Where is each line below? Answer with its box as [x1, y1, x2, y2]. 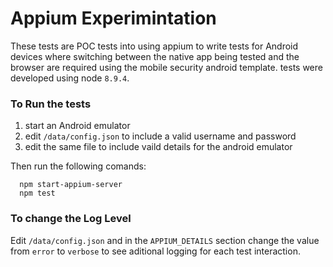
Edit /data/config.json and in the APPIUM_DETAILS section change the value [10, 234, 320, 246]
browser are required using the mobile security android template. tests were [10, 61, 323, 73]
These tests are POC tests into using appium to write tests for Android [10, 40, 299, 52]
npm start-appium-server [19, 180, 123, 190]
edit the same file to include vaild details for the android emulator [24, 141, 293, 153]
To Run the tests [10, 97, 92, 111]
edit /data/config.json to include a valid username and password [24, 130, 297, 142]
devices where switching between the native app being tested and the [10, 50, 300, 62]
